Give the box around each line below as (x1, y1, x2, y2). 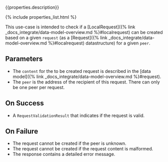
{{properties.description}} (5, 5, 59, 10)
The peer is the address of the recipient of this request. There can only (12, 78, 160, 85)
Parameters (5, 55, 43, 63)
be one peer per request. (12, 84, 65, 90)
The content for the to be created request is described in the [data (12, 68, 151, 74)
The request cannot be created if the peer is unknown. (12, 140, 127, 146)
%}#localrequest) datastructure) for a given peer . (48, 40, 151, 46)
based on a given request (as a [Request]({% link (5, 35, 108, 40)
